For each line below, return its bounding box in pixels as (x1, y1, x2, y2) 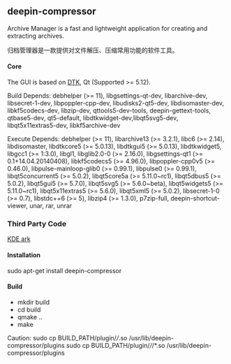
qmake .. (17, 312, 43, 321)
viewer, (7, 202, 28, 210)
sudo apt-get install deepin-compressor (7, 266, 122, 275)
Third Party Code (7, 219, 67, 228)
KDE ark (7, 235, 31, 243)
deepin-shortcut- (170, 194, 220, 203)
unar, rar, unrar (29, 202, 73, 210)
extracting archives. (7, 31, 64, 40)
